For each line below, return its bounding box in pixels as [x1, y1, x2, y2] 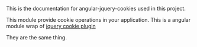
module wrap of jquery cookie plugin [6, 23, 96, 29]
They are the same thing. [6, 34, 67, 41]
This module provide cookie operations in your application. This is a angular [6, 16, 191, 23]
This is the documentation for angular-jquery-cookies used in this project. [6, 5, 186, 12]
